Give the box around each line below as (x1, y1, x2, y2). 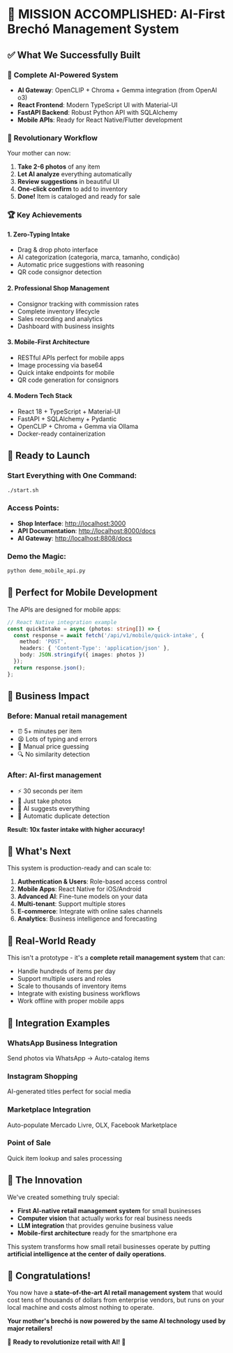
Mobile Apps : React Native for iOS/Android (17, 885, 142, 893)
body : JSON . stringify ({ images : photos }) (20, 651, 145, 658)
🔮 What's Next (7, 846, 71, 857)
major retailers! (7, 1324, 53, 1333)
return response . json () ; (13, 664, 86, 671)
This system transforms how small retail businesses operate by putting (7, 1242, 211, 1251)
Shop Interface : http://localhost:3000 (17, 519, 126, 527)
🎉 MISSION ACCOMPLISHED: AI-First (7, 6, 225, 22)
